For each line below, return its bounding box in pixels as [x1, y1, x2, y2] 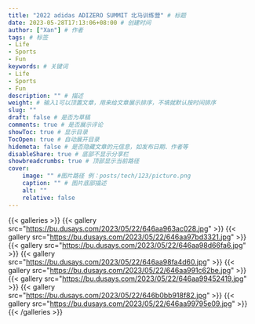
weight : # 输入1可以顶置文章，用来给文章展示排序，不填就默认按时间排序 [8, 99, 217, 107]
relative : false [22, 194, 76, 202]
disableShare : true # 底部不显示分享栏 [8, 150, 129, 158]
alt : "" [22, 186, 47, 195]
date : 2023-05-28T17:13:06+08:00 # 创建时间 [8, 19, 151, 27]
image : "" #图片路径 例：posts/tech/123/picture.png [22, 172, 191, 180]
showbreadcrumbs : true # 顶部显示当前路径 [8, 158, 140, 166]
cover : [8, 165, 30, 173]
